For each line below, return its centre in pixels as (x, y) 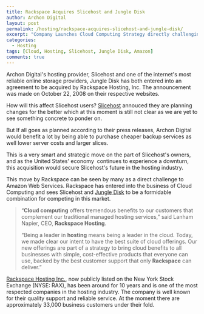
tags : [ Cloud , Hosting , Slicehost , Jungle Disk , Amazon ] (80, 52)
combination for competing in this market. (59, 198)
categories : (21, 40)
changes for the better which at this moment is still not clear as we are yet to (102, 112)
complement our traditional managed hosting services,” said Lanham (107, 216)
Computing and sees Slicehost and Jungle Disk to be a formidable (89, 192)
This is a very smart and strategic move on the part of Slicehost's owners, (99, 155)
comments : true (25, 57)
